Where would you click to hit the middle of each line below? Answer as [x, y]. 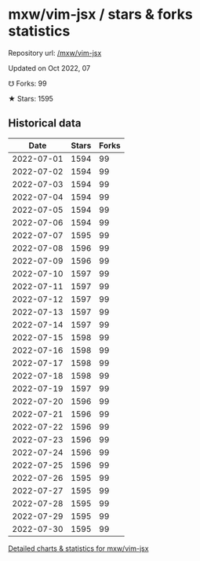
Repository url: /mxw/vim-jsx [55, 53]
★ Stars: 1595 [31, 98]
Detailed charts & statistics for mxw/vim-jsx [78, 548]
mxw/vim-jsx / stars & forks [101, 15]
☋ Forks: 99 [27, 83]
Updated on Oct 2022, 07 [49, 68]
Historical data [45, 123]
